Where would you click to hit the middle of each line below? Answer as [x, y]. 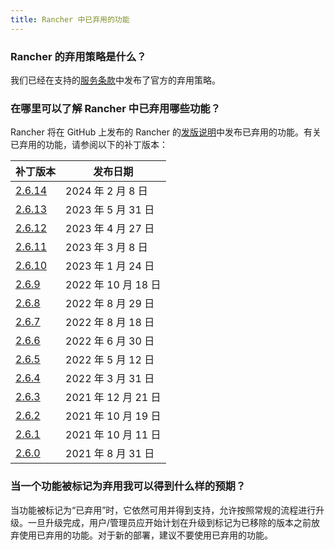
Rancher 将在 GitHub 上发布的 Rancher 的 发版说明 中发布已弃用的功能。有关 [166, 132]
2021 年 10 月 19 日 [113, 416]
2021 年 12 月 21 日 [113, 398]
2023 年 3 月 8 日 [106, 248]
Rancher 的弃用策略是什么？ [78, 56]
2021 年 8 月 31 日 [110, 454]
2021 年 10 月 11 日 [113, 435]
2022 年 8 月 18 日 [110, 323]
